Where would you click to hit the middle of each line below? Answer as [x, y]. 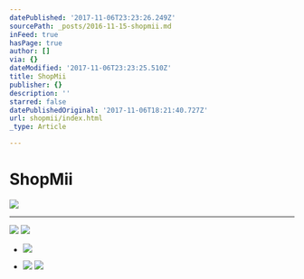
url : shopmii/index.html [56, 118]
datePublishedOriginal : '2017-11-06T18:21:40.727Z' [109, 110]
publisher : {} [36, 85]
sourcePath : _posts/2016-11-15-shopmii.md [90, 26]
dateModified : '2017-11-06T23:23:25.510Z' [90, 69]
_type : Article [38, 127]
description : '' [40, 93]
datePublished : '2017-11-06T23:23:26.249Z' [93, 18]
